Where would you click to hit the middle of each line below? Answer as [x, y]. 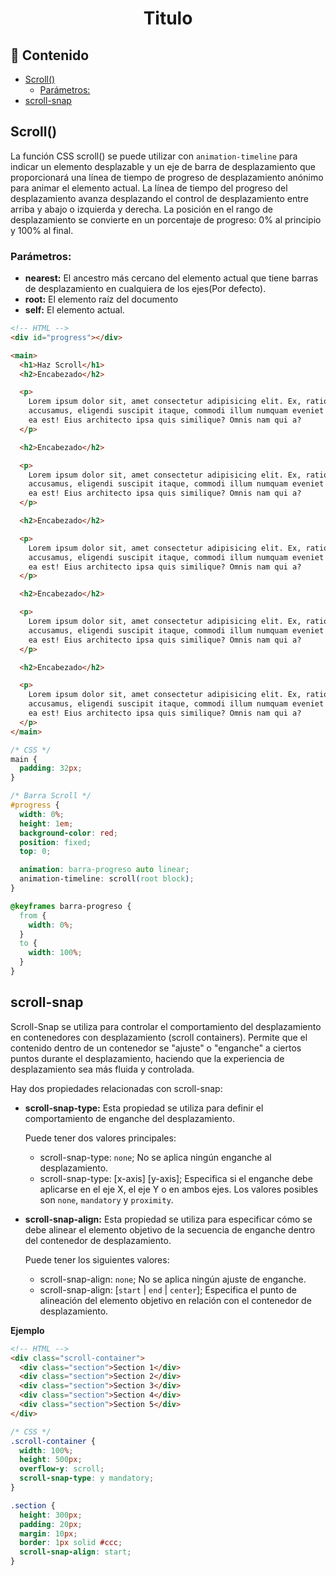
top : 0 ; [35, 852]
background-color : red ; [68, 833]
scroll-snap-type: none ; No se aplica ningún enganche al [155, 1157]
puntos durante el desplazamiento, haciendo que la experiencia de [147, 1058]
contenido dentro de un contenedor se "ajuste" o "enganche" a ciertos [156, 1048]
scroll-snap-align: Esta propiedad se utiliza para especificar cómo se [168, 1219]
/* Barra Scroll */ [51, 796]
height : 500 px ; [51, 1460]
